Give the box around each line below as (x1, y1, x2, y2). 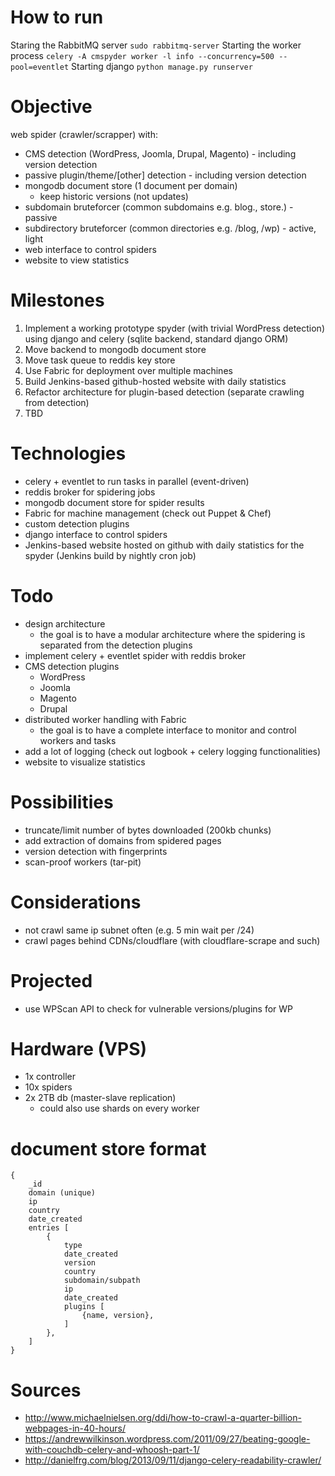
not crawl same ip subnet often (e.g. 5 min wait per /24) (24, 924, 255, 936)
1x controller (24, 1071, 76, 1083)
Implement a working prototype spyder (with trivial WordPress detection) (24, 322, 325, 334)
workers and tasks (39, 734, 117, 746)
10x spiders (24, 1081, 73, 1093)
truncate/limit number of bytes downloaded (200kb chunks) (24, 824, 272, 836)
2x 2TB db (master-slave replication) (24, 1092, 177, 1104)
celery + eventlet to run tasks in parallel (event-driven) (24, 475, 250, 487)
